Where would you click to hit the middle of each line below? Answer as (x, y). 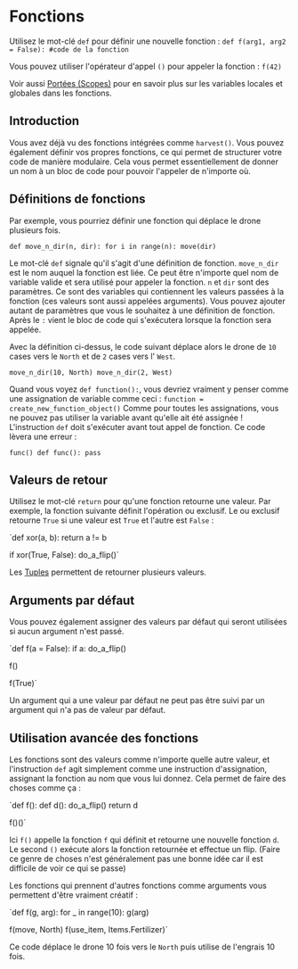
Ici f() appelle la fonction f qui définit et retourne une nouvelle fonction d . (144, 840)
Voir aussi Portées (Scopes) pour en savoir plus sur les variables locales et (146, 83)
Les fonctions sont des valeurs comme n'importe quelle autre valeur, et (140, 759)
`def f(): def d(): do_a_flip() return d (73, 805)
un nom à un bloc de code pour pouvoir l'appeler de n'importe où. (130, 170)
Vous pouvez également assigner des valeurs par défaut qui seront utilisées (148, 622)
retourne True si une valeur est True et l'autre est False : (112, 520)
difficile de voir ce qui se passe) (68, 868)
